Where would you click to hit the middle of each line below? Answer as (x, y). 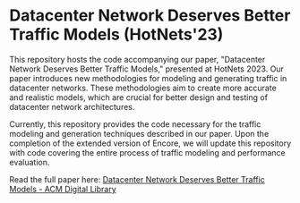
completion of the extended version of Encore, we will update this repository (150, 143)
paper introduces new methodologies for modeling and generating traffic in (148, 78)
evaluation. (30, 162)
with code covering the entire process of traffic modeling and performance (147, 152)
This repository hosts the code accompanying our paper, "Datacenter (137, 59)
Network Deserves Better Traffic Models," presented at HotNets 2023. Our (147, 69)
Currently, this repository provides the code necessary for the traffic (135, 124)
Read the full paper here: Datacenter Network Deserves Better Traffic (137, 179)
